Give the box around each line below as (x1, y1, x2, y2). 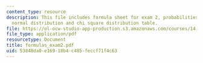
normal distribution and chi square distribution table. (11, 20, 158, 26)
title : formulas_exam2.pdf (6, 43, 74, 49)
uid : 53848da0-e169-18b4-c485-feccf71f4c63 (6, 48, 118, 54)
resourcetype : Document (6, 37, 66, 43)
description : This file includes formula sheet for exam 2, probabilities (6, 14, 199, 20)
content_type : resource (6, 8, 66, 15)
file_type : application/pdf (6, 31, 77, 37)
